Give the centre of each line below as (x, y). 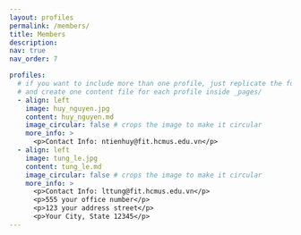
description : (34, 42)
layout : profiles (42, 17)
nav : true (28, 51)
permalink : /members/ (50, 26)
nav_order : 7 (34, 59)
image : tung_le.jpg (62, 158)
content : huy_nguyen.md (70, 117)
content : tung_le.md (64, 166)
